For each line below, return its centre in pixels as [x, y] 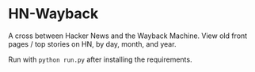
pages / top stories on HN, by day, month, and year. [92, 44]
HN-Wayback [53, 14]
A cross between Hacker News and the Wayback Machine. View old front [128, 36]
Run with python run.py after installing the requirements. [100, 59]
